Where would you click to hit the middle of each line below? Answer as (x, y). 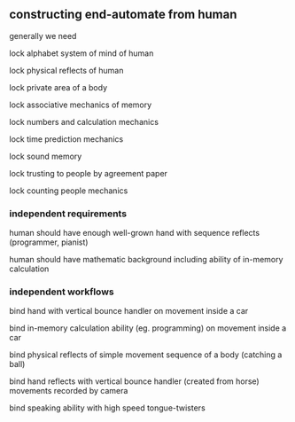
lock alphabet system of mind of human (82, 53)
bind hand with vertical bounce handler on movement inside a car (129, 311)
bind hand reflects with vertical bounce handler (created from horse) (134, 381)
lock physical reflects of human (66, 70)
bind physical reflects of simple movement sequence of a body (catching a (146, 355)
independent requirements (68, 214)
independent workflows (62, 292)
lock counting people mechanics (69, 191)
